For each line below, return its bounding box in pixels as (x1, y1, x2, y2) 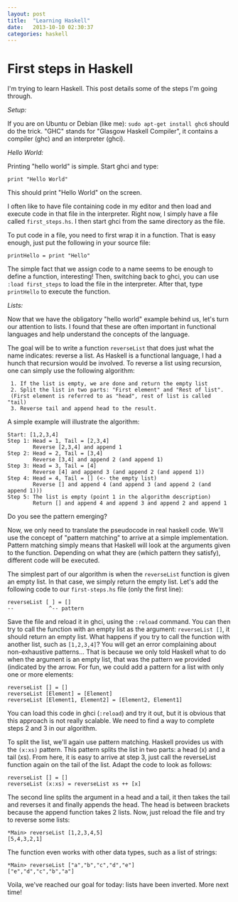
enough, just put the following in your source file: (7, 239, 151, 247)
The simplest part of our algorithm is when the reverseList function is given (7, 570, 230, 579)
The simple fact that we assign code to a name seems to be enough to (7, 264, 213, 274)
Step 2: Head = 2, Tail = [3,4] (7, 450, 103, 457)
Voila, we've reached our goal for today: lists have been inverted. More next (7, 881, 229, 889)
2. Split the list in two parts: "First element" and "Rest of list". (10, 387, 224, 394)
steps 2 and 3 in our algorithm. (7, 724, 97, 733)
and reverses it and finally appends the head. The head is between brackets (7, 800, 230, 809)
